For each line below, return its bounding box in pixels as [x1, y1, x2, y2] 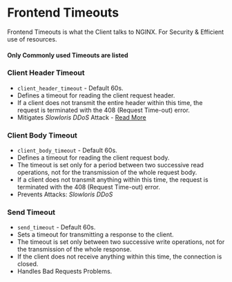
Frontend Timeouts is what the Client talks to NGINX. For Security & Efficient [7, 28, 224, 36]
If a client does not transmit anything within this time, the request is [17, 176, 209, 184]
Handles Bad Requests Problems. [17, 267, 113, 276]
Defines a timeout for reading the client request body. [17, 153, 170, 162]
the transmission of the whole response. [17, 245, 133, 254]
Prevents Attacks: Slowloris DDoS [17, 190, 113, 198]
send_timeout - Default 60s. [17, 223, 96, 232]
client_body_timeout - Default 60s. [17, 147, 117, 155]
